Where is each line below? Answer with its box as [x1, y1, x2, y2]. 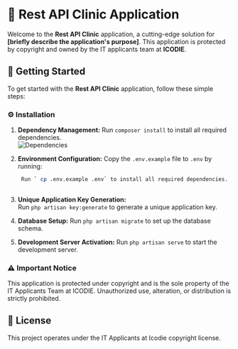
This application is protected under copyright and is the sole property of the [7, 279, 229, 288]
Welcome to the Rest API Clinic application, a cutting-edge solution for [7, 30, 215, 38]
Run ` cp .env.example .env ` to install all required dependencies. [21, 176, 229, 183]
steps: [7, 92, 26, 100]
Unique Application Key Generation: [17, 195, 126, 204]
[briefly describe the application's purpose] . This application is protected [7, 37, 226, 45]
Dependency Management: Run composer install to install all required [17, 126, 227, 134]
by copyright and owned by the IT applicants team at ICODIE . [7, 45, 187, 53]
